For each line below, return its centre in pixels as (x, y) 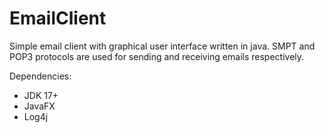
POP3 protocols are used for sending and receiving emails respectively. (157, 56)
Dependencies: (40, 76)
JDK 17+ (41, 95)
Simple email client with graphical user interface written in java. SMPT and (162, 46)
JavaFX (39, 106)
